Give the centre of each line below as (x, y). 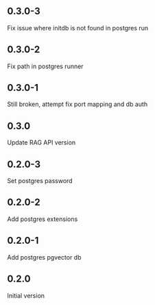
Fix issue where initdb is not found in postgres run (78, 28)
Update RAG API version (41, 143)
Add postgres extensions (43, 219)
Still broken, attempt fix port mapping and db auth (77, 104)
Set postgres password (40, 181)
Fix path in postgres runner (45, 66)
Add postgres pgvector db (44, 257)
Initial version (26, 295)
